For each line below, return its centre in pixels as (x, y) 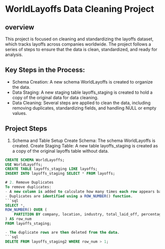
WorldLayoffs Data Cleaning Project (80, 9)
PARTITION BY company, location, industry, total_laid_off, (77, 215)
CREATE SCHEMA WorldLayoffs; (35, 160)
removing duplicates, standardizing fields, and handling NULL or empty (84, 108)
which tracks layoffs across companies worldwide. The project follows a (78, 44)
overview (20, 27)
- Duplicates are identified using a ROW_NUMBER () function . (69, 196)
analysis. (14, 55)
